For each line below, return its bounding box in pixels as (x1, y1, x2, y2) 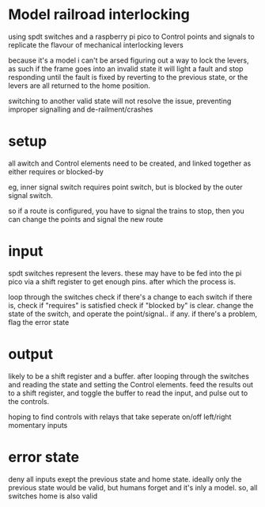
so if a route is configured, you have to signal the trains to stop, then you (8, 206, 244, 215)
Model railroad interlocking (8, 6, 190, 24)
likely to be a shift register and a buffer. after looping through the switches (8, 371, 249, 381)
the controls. (8, 396, 50, 406)
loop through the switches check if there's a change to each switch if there (8, 292, 253, 302)
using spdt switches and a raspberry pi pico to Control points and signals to (8, 32, 255, 41)
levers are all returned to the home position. (8, 81, 150, 90)
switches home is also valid (8, 491, 98, 501)
